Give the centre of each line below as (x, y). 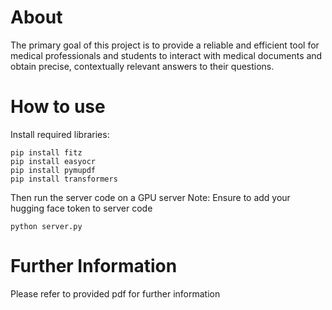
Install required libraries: (60, 134)
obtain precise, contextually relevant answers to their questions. (142, 66)
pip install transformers (64, 179)
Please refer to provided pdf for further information (115, 293)
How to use (58, 107)
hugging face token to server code (81, 208)
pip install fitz (46, 152)
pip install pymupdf (53, 170)
